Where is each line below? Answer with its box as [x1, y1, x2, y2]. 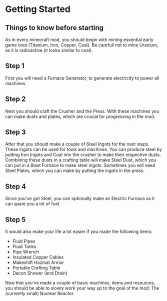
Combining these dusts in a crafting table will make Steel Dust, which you [5, 157, 156, 163]
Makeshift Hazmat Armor [12, 259, 64, 265]
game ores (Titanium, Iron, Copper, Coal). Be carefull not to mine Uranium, [5, 42, 158, 48]
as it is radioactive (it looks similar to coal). [5, 47, 93, 53]
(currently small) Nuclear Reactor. [5, 290, 75, 296]
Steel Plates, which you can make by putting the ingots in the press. [5, 167, 145, 173]
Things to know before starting [5, 23, 104, 32]
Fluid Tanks [12, 243, 36, 249]
